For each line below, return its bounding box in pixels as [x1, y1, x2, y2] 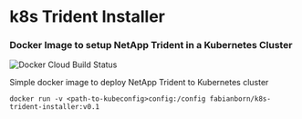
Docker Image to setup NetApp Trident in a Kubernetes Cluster [9, 39, 293, 52]
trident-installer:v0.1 [9, 103, 100, 112]
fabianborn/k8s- [209, 94, 272, 104]
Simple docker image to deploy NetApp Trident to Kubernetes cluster [9, 77, 269, 88]
